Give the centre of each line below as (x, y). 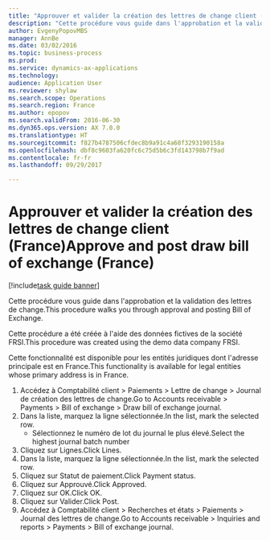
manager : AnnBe (34, 38)
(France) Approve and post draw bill (129, 246)
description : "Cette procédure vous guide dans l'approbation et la (125, 23)
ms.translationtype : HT (48, 135)
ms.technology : (34, 76)
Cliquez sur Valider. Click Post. (70, 501)
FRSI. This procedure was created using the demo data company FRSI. (124, 342)
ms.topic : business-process (55, 53)
